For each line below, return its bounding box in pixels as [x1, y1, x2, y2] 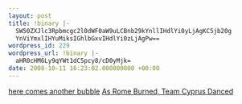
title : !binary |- [8, 19, 70, 27]
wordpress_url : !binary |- [8, 49, 99, 57]
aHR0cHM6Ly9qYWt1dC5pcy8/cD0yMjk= [15, 57, 131, 65]
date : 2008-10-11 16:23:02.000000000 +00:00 [8, 64, 160, 73]
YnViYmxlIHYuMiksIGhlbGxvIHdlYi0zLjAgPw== [15, 34, 160, 43]
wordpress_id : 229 [8, 42, 70, 50]
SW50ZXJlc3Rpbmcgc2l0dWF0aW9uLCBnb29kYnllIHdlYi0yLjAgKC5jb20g [15, 27, 232, 35]
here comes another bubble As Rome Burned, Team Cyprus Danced [8, 86, 234, 96]
